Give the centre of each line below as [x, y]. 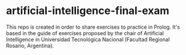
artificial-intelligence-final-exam [88, 11]
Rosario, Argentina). [30, 46]
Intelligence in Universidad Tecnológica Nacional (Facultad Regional [88, 39]
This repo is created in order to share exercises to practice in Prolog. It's [93, 27]
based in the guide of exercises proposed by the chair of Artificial [85, 33]
